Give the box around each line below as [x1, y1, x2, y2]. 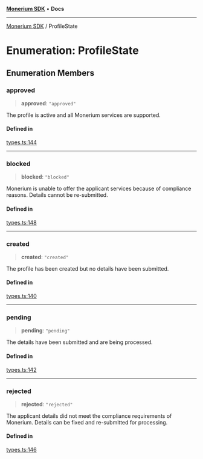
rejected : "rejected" [21, 400, 73, 408]
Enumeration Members [6, 68, 95, 78]
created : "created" [21, 253, 69, 260]
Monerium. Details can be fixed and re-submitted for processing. [6, 418, 168, 426]
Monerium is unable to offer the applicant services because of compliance [6, 185, 192, 193]
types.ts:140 [6, 292, 37, 300]
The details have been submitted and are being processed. [6, 338, 153, 346]
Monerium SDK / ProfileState [6, 22, 78, 30]
